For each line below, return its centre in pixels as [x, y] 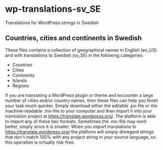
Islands [20, 80]
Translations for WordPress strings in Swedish [52, 23]
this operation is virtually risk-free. [40, 142]
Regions [20, 86]
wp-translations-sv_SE [53, 9]
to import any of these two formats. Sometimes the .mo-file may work [76, 121]
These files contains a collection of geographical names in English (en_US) [81, 50]
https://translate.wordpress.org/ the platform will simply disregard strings [80, 132]
